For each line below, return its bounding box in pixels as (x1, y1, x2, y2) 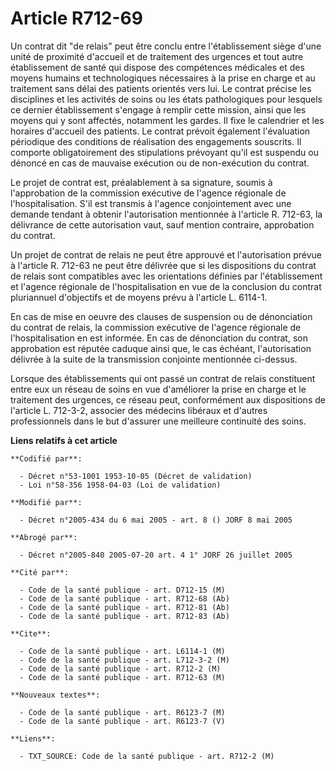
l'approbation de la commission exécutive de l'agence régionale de (10, 187, 287, 199)
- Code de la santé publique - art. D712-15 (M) (19, 585, 226, 595)
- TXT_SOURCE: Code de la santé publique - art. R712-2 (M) (19, 751, 275, 761)
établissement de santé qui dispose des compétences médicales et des (10, 61, 305, 73)
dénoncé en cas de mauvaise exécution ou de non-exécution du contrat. (10, 157, 310, 169)
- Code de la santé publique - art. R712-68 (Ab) (19, 593, 230, 604)
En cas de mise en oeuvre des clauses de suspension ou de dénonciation (10, 310, 313, 322)
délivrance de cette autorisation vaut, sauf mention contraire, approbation (10, 218, 315, 231)
